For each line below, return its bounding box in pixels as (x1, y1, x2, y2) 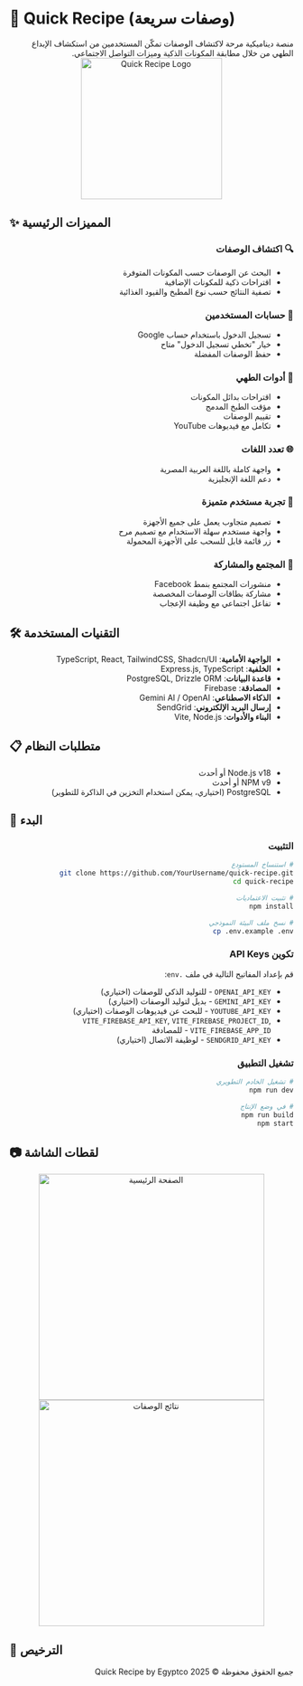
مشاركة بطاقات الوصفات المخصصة (152, 588, 271, 600)
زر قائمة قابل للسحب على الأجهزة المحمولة (125, 535, 271, 546)
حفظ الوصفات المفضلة (193, 348, 271, 359)
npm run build (240, 1110, 294, 1120)
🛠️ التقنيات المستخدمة (9, 625, 120, 640)
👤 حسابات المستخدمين (205, 308, 294, 321)
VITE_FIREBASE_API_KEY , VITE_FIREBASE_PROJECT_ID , (82, 1015, 271, 1026)
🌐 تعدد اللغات (241, 443, 294, 456)
